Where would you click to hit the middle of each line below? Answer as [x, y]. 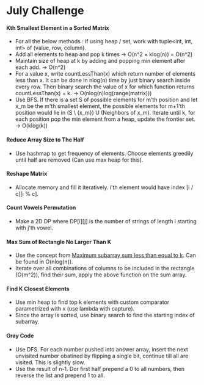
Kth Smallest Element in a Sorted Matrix [58, 27]
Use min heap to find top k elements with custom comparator [92, 302]
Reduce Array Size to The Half [45, 139]
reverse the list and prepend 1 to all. [60, 375]
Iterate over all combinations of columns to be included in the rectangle [105, 268]
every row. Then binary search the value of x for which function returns [105, 87]
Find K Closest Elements [38, 289]
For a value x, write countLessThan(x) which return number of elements [105, 74]
